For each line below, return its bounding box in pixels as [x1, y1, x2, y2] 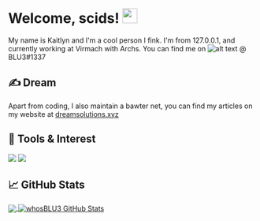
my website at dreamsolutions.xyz [8, 109, 120, 118]
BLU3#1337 [8, 52, 46, 62]
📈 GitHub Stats [8, 178, 85, 191]
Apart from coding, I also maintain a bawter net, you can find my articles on [8, 101, 253, 110]
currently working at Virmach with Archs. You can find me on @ [8, 43, 247, 53]
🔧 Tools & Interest [8, 133, 96, 146]
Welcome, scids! [8, 9, 120, 28]
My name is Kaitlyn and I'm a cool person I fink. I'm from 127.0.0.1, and [8, 36, 236, 45]
